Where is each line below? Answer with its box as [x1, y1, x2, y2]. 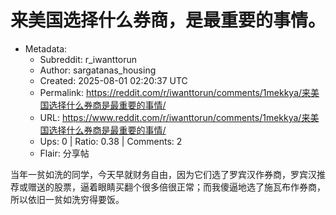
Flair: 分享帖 [39, 147, 90, 159]
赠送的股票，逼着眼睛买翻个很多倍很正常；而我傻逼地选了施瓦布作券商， [27, 181, 326, 193]
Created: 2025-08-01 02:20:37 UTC [39, 74, 188, 86]
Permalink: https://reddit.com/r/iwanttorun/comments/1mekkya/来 [39, 86, 312, 98]
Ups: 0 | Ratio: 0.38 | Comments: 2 [39, 135, 183, 147]
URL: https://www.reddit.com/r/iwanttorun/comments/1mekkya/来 [39, 111, 311, 123]
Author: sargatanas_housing [39, 64, 157, 76]
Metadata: [24, 42, 68, 55]
